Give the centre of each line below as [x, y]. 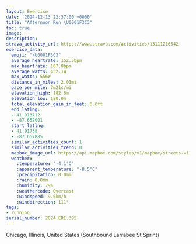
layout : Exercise [27, 11]
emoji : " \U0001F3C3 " [36, 55]
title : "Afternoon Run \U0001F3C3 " [49, 22]
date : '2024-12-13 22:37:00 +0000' [49, 17]
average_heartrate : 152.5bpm [47, 60]
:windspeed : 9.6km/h [41, 197]
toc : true [18, 28]
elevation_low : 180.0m [39, 98]
